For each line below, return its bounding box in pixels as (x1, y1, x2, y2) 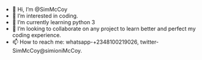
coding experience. (12, 32, 61, 39)
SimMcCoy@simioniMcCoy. (12, 47, 83, 54)
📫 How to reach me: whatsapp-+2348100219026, (12, 38, 139, 45)
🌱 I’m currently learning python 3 (12, 19, 95, 25)
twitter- (140, 38, 159, 45)
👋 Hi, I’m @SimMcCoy (12, 6, 68, 13)
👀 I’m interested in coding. (12, 12, 78, 19)
